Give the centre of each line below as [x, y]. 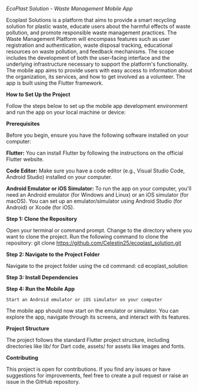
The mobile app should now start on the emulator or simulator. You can [92, 311]
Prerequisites [23, 124]
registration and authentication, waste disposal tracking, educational [90, 45]
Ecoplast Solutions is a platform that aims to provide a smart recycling [91, 20]
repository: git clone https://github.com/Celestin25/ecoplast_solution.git [94, 243]
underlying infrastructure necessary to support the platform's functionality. [97, 64]
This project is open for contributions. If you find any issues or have [88, 369]
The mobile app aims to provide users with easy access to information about [99, 70]
